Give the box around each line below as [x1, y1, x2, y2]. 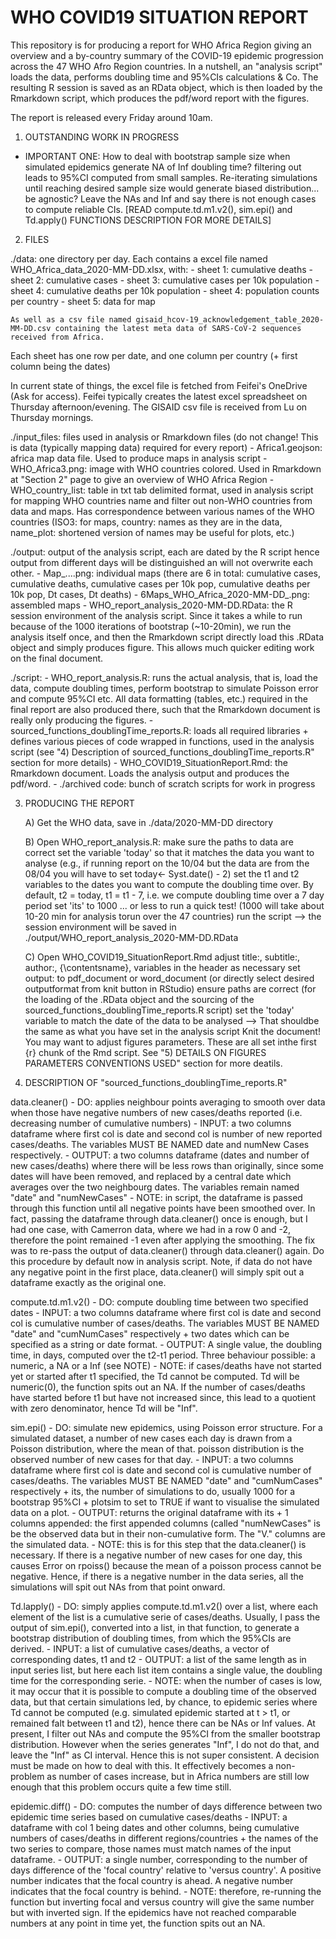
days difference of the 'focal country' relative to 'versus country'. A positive [10, 1864, 322, 1876]
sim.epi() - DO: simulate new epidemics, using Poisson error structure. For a [10, 1421, 323, 1433]
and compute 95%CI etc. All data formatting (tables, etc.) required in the [10, 692, 308, 705]
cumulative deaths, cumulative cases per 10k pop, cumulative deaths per [10, 577, 311, 590]
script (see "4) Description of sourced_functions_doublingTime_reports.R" [10, 746, 315, 758]
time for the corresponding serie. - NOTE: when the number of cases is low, [10, 1674, 323, 1686]
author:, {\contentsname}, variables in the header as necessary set [24, 961, 301, 973]
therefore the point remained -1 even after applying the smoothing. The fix [10, 1234, 316, 1246]
